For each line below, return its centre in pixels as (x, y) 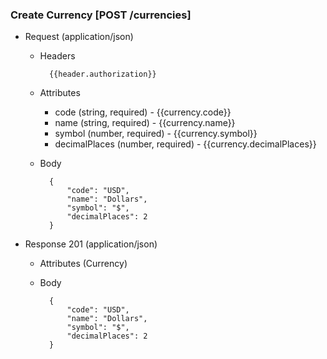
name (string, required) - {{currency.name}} (145, 123)
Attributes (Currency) (83, 264)
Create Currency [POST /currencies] (101, 15)
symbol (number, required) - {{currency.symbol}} (156, 134)
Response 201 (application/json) (91, 244)
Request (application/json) (79, 37)
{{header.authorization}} (102, 74)
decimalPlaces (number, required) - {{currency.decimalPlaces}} (185, 144)
